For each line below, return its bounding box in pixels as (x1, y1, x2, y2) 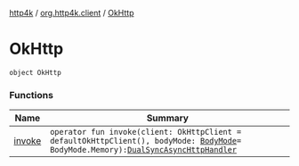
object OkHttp (9, 68, 62, 77)
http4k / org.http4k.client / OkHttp (9, 8, 134, 18)
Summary (146, 112, 190, 124)
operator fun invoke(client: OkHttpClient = (50, 127, 242, 137)
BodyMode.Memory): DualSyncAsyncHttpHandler (50, 145, 238, 155)
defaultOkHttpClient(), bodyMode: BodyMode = (50, 136, 242, 146)
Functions (9, 88, 53, 101)
